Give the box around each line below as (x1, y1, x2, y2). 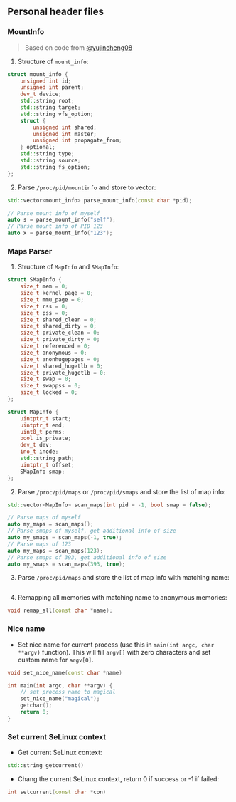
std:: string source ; (20, 157, 81, 165)
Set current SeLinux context (7, 731, 107, 741)
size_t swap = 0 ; (20, 375, 72, 383)
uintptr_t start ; (20, 415, 72, 422)
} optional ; (20, 144, 55, 151)
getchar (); (20, 702, 53, 709)
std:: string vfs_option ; (20, 110, 94, 118)
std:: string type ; (20, 150, 75, 157)
